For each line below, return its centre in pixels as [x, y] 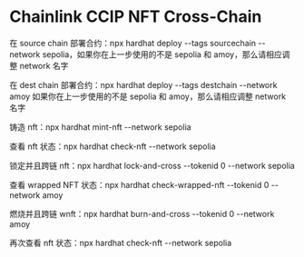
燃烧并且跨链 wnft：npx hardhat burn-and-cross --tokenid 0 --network [142, 213]
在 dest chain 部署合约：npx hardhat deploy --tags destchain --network [143, 84]
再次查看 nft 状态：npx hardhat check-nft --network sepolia [121, 242]
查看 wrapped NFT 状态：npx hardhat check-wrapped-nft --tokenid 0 [139, 184]
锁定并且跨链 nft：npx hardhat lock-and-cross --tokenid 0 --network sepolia [152, 165]
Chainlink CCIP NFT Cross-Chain [136, 17]
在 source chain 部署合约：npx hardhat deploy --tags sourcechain [133, 43]
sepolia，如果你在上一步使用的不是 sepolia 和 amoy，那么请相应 [162, 54]
